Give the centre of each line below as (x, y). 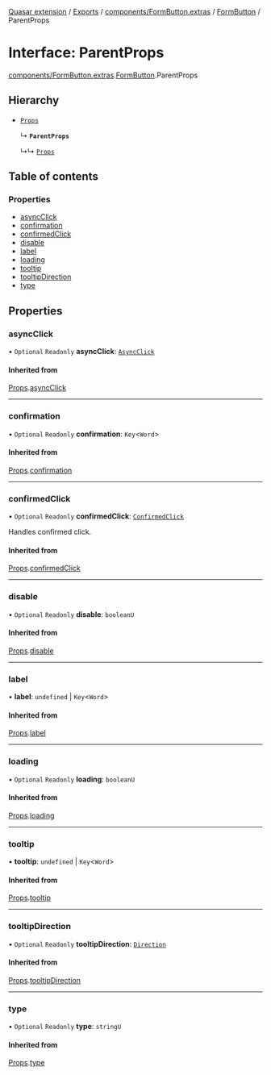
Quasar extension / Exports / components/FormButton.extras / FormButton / (134, 12)
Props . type (27, 1063)
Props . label (27, 733)
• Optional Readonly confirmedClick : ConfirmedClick (96, 516)
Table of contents (53, 177)
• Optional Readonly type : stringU (65, 1027)
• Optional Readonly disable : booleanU (71, 614)
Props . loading (31, 815)
